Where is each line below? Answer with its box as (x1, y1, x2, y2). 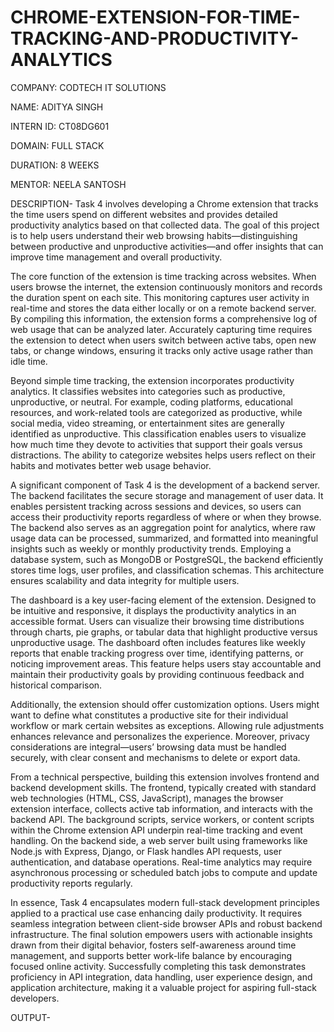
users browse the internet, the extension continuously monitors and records (10, 281, 323, 293)
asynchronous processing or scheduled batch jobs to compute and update (10, 866, 318, 878)
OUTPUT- (10, 1011, 51, 1023)
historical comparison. (10, 679, 103, 691)
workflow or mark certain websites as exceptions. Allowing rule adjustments (10, 719, 325, 731)
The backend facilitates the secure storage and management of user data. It (10, 489, 324, 501)
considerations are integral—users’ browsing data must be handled (10, 741, 287, 753)
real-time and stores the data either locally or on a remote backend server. (10, 302, 317, 314)
